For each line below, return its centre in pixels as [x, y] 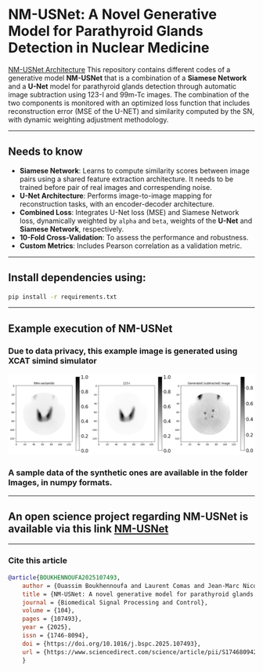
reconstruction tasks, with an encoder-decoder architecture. [117, 204]
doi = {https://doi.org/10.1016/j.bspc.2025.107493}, [112, 644]
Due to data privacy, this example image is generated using [123, 351]
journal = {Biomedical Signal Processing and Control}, [115, 602]
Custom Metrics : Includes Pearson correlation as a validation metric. [131, 246]
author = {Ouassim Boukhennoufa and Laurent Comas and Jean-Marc [131, 586]
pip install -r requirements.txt [63, 297]
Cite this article [38, 561]
